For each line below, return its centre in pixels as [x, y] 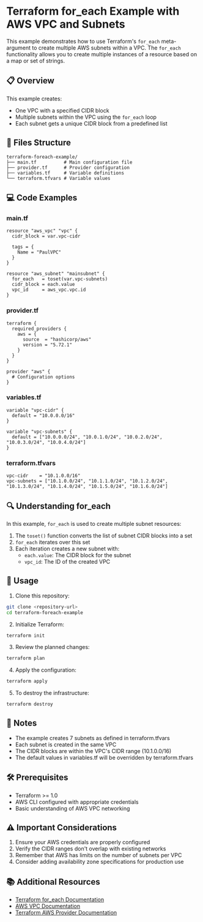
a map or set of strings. [36, 61]
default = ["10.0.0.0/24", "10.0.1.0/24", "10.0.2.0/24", [87, 437]
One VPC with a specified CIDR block [62, 110]
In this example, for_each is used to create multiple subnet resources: [94, 523]
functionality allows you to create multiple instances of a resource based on [102, 54]
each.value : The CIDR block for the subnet [78, 555]
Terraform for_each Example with [93, 11]
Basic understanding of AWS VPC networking [72, 808]
